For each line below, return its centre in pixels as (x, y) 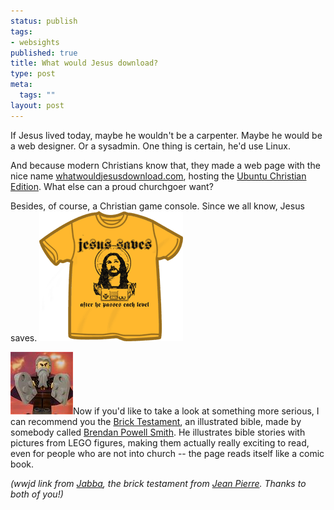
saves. (24, 337)
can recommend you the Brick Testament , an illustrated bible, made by (156, 421)
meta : (21, 85)
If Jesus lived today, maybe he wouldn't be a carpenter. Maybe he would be (166, 135)
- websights (35, 42)
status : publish (44, 21)
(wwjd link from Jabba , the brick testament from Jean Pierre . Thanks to (158, 483)
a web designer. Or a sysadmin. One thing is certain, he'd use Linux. (150, 146)
